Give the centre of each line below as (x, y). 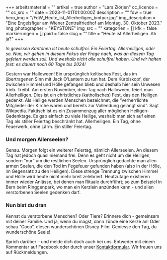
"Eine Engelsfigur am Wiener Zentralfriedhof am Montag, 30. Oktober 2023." (84, 23)
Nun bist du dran (26, 205)
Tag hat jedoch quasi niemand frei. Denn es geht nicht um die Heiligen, (78, 155)
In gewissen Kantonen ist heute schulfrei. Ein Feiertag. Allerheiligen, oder (81, 48)
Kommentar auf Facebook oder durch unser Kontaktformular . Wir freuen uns (84, 247)
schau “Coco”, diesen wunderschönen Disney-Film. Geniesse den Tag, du (81, 227)
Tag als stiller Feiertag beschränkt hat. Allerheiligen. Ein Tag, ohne (73, 121)
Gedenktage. (19, 116)
